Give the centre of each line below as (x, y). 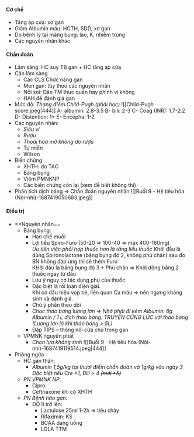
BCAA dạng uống (62, 422)
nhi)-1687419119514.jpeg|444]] (69, 348)
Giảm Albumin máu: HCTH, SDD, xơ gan (62, 29)
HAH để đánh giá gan (49, 98)
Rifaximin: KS (57, 417)
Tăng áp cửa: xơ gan (39, 22)
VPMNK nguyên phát (49, 336)
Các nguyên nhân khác (42, 41)
